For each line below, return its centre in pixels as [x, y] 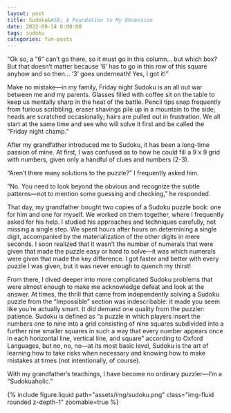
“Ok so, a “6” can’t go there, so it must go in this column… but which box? [112, 59]
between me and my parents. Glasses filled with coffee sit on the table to [111, 95]
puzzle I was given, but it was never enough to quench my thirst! [99, 266]
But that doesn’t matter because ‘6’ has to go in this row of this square [107, 67]
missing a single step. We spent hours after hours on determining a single [112, 229]
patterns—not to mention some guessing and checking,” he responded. [109, 194]
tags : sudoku [26, 33]
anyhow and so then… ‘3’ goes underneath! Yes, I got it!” [88, 74]
